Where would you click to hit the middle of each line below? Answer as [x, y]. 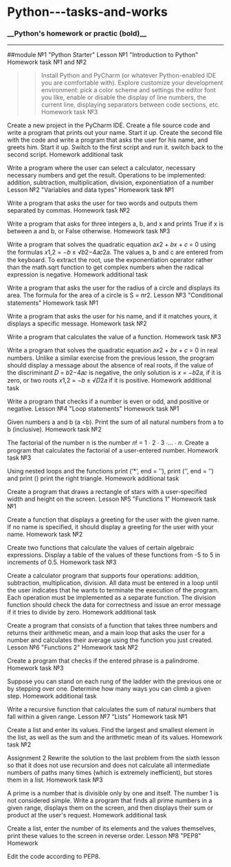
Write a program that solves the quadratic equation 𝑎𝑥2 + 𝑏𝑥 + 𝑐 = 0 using [112, 244]
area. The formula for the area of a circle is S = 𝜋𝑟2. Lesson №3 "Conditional [115, 295]
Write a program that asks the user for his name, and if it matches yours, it [112, 317]
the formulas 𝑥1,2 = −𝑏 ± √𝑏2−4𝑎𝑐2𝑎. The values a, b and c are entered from [115, 253]
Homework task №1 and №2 [47, 62]
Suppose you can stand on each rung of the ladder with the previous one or [114, 681]
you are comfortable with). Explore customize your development [132, 83]
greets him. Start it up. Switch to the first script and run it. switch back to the [115, 147]
